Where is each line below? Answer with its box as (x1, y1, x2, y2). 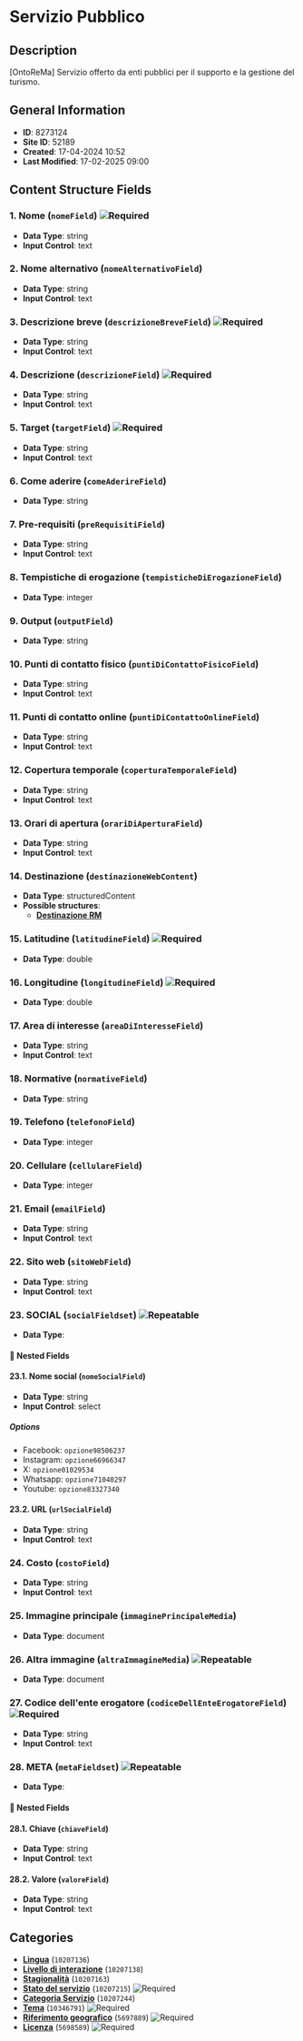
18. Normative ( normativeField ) (9, 1072, 148, 1085)
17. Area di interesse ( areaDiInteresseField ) (9, 1019, 204, 1031)
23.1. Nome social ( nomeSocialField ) (9, 1371, 146, 1382)
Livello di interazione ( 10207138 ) (22, 1964, 143, 1975)
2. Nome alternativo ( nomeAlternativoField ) (9, 262, 203, 275)
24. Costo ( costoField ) (9, 1556, 111, 1569)
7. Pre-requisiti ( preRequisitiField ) (9, 518, 166, 530)
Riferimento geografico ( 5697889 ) (22, 2012, 150, 2023)
